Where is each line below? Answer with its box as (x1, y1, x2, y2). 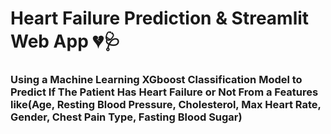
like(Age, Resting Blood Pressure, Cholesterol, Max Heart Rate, (10, 98, 322, 112)
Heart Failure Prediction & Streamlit (10, 7, 310, 30)
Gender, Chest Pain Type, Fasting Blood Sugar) (10, 110, 243, 124)
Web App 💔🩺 (10, 30, 122, 53)
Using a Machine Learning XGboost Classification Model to (10, 73, 303, 87)
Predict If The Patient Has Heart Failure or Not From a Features (10, 85, 319, 99)
